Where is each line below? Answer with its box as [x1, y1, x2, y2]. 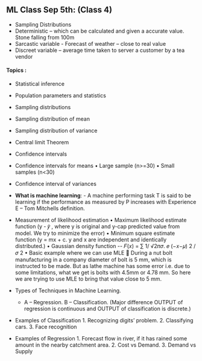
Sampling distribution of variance [14, 127, 98, 135]
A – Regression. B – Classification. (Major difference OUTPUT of [24, 299, 183, 306]
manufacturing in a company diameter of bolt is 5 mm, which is [14, 256, 172, 263]
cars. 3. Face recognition [14, 323, 77, 331]
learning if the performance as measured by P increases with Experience [14, 199, 197, 206]
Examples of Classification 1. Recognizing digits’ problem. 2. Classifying [14, 317, 194, 324]
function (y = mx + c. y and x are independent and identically [14, 236, 167, 243]
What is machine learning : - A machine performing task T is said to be [14, 192, 192, 199]
